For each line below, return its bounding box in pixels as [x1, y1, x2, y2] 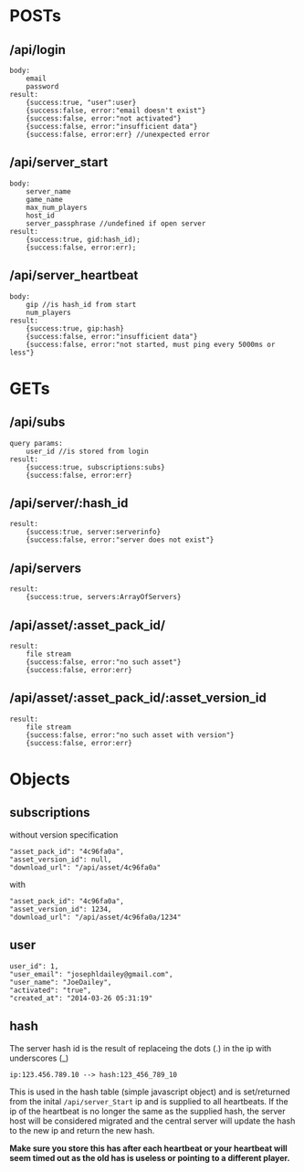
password [26, 82, 59, 91]
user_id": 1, [9, 961, 59, 971]
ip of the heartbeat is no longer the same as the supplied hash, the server [9, 1105, 286, 1116]
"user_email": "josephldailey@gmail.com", [9, 969, 173, 978]
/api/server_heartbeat [9, 268, 139, 283]
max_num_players [26, 203, 89, 212]
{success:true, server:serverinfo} [26, 527, 162, 537]
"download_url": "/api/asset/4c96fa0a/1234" [9, 913, 182, 922]
